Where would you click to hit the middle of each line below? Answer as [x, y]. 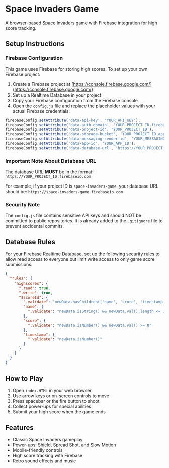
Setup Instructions [35, 44]
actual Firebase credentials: [41, 111]
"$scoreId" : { [33, 297]
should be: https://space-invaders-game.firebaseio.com [64, 192]
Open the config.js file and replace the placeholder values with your [84, 106]
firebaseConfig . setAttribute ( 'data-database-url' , [59, 148]
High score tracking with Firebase [48, 456]
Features [19, 428]
